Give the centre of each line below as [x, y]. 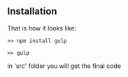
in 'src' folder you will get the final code [64, 66]
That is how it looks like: [42, 28]
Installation [32, 11]
